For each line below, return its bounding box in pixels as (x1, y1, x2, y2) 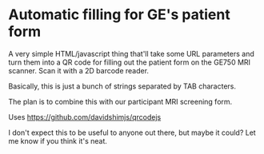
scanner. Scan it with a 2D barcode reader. (8, 65, 150, 75)
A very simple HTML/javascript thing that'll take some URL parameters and (8, 49, 254, 58)
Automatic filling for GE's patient (8, 6, 230, 24)
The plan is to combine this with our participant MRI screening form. (8, 97, 233, 106)
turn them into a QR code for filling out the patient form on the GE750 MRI (8, 57, 250, 67)
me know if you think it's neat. (8, 136, 108, 145)
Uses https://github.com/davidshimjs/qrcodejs (8, 112, 162, 121)
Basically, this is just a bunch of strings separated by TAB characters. (8, 81, 236, 91)
